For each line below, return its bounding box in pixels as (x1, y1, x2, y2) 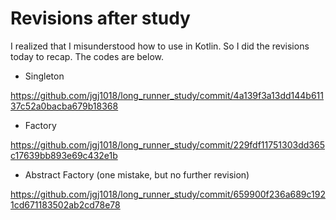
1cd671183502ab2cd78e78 (10, 198, 121, 211)
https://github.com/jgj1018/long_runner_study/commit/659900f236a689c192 (10, 188, 326, 200)
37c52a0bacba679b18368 (10, 100, 119, 112)
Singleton (24, 70, 65, 82)
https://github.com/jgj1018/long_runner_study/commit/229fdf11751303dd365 (10, 138, 325, 151)
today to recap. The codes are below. (10, 50, 164, 62)
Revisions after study (10, 7, 191, 30)
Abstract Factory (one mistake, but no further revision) (24, 168, 250, 181)
